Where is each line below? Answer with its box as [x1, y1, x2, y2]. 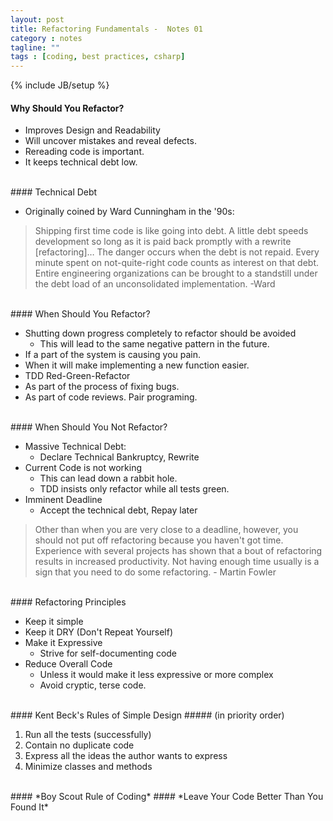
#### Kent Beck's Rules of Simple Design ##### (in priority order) [10, 709, 285, 721]
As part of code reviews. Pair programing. [24, 391, 198, 403]
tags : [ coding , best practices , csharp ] [10, 52, 186, 62]
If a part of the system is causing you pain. [24, 349, 202, 361]
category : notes [10, 33, 83, 43]
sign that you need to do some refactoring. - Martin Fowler [34, 566, 277, 578]
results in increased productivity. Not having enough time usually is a [34, 556, 320, 568]
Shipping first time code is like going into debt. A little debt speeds [34, 225, 309, 237]
